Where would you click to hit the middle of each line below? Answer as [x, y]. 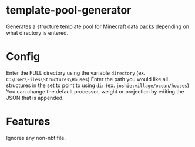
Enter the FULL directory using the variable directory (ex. [76, 73]
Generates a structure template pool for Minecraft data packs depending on [98, 26]
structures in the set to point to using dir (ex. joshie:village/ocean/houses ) [98, 85]
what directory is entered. [37, 32]
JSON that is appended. [35, 98]
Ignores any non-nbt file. [36, 138]
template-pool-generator [69, 10]
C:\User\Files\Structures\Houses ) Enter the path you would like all [87, 79]
